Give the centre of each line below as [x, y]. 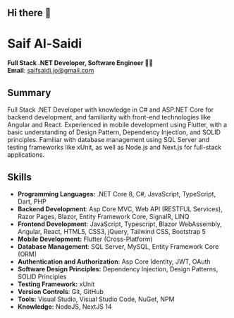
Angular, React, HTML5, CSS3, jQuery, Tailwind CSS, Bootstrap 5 [112, 231]
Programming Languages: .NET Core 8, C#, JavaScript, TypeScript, [117, 194]
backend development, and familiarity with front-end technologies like [109, 117]
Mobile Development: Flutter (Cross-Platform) [85, 239]
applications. [26, 155]
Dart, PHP [32, 201]
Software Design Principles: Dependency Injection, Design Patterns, [118, 269]
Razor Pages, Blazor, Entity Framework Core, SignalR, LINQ [103, 216]
